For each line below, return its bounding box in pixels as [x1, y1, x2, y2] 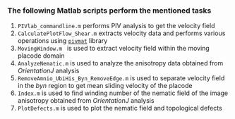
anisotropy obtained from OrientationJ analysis [17, 96, 155, 105]
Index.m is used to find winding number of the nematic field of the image [17, 89, 228, 97]
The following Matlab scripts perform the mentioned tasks [7, 6, 212, 15]
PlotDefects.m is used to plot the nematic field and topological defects [17, 104, 222, 113]
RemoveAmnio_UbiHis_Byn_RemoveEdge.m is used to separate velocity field [17, 74, 225, 82]
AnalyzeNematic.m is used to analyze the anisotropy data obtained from [17, 59, 224, 68]
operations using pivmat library [17, 37, 108, 45]
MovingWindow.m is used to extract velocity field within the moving [17, 44, 210, 53]
